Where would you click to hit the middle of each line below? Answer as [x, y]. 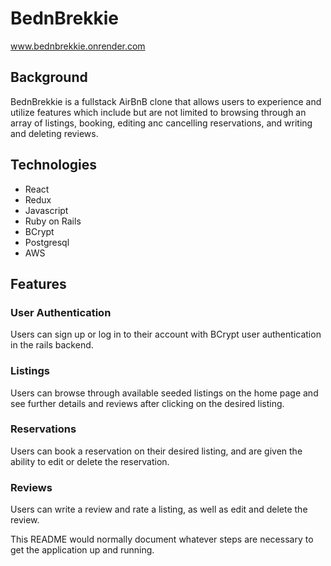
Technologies [54, 165]
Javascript [46, 210]
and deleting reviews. [54, 133]
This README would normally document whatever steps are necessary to [162, 539]
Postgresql [47, 242]
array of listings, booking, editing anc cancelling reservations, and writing [161, 123]
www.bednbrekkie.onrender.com [78, 46]
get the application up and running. [82, 550]
